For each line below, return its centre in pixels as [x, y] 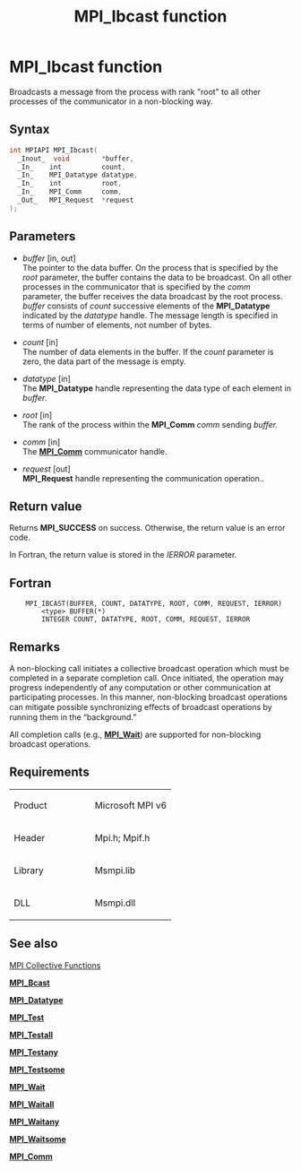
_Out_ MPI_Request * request [76, 200]
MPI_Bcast [30, 983]
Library [29, 870]
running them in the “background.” [73, 717]
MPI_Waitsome [38, 1139]
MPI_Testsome [37, 1070]
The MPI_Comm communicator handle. [95, 451]
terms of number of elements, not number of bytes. [117, 325]
